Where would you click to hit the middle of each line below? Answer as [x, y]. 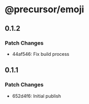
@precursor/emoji [44, 9]
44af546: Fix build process [41, 54]
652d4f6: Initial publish [37, 96]
